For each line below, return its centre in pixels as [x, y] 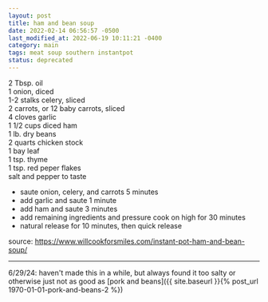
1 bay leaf [24, 151]
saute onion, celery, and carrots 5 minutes [89, 192]
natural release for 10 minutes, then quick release [100, 225]
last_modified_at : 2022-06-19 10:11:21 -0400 [85, 38]
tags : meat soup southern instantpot [71, 53]
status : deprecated [41, 61]
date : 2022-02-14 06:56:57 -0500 [64, 30]
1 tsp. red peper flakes [45, 168]
